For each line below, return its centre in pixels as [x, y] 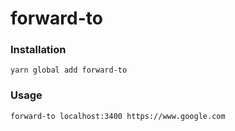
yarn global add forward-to [69, 70]
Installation [38, 50]
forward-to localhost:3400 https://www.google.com [118, 116]
